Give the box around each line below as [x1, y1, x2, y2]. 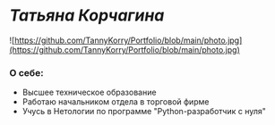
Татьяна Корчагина [9, 5, 165, 26]
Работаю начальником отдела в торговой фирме [21, 96, 210, 107]
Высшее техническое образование [21, 87, 157, 98]
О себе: [9, 66, 45, 79]
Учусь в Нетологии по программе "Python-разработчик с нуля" [21, 106, 267, 117]
